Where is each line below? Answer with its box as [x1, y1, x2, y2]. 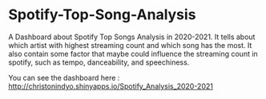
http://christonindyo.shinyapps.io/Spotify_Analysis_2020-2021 [8, 81, 214, 91]
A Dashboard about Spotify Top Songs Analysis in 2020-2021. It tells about [8, 32, 256, 42]
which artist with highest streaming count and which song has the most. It [8, 40, 252, 49]
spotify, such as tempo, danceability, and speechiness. [8, 57, 190, 67]
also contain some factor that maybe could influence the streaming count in [8, 49, 258, 58]
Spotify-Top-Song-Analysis [8, 6, 196, 24]
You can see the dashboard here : [8, 73, 120, 82]
